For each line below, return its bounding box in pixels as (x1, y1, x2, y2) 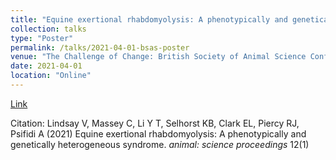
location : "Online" (10, 71, 92, 81)
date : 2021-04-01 (10, 61, 83, 71)
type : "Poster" (10, 33, 74, 43)
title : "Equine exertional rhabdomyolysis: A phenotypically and (10, 14, 288, 25)
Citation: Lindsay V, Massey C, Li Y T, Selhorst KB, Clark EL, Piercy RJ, (10, 117, 300, 129)
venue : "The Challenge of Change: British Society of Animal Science (10, 52, 307, 62)
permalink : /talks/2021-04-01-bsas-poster (10, 42, 190, 53)
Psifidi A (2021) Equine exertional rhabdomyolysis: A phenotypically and (10, 127, 307, 140)
